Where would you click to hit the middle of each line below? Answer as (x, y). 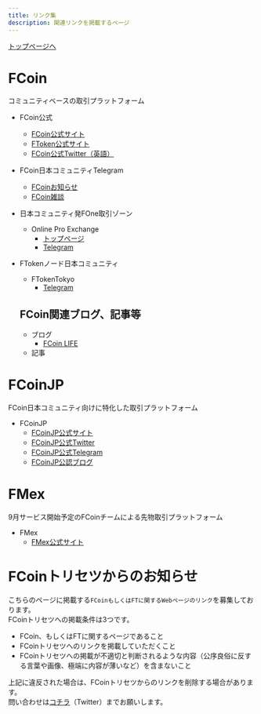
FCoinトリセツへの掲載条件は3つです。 (71, 620)
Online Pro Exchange (65, 229)
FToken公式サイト (60, 144)
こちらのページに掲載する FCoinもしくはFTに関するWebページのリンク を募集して (127, 600)
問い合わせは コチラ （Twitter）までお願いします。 (88, 702)
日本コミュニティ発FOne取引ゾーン (76, 213)
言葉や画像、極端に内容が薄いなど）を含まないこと (109, 666)
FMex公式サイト (57, 542)
